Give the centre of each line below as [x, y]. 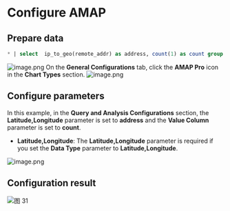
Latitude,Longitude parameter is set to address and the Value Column [108, 120]
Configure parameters [56, 96]
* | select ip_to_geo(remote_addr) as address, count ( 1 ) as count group [115, 54]
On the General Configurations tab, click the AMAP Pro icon [132, 67]
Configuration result [52, 183]
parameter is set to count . [44, 127]
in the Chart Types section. [46, 74]
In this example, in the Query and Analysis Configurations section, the [108, 112]
